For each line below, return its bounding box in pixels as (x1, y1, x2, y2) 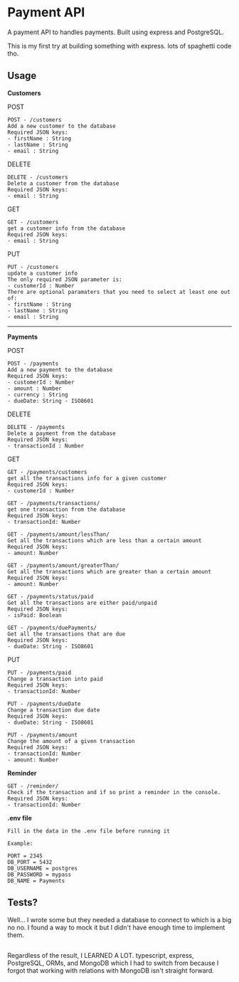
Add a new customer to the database (7, 122, 116, 130)
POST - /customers (7, 116, 62, 123)
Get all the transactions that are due (7, 630, 126, 638)
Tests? (7, 897, 38, 909)
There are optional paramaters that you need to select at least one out (7, 288, 231, 295)
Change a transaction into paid (7, 675, 103, 682)
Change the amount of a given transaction (7, 737, 135, 744)
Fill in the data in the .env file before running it (7, 827, 171, 835)
